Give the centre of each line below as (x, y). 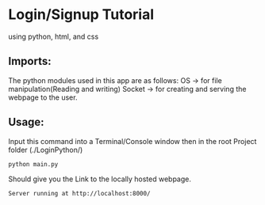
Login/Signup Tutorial (81, 15)
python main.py (33, 164)
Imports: (30, 61)
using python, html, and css (54, 36)
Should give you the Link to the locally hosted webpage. (100, 179)
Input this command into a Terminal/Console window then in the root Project (132, 141)
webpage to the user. (43, 97)
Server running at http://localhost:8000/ (79, 194)
